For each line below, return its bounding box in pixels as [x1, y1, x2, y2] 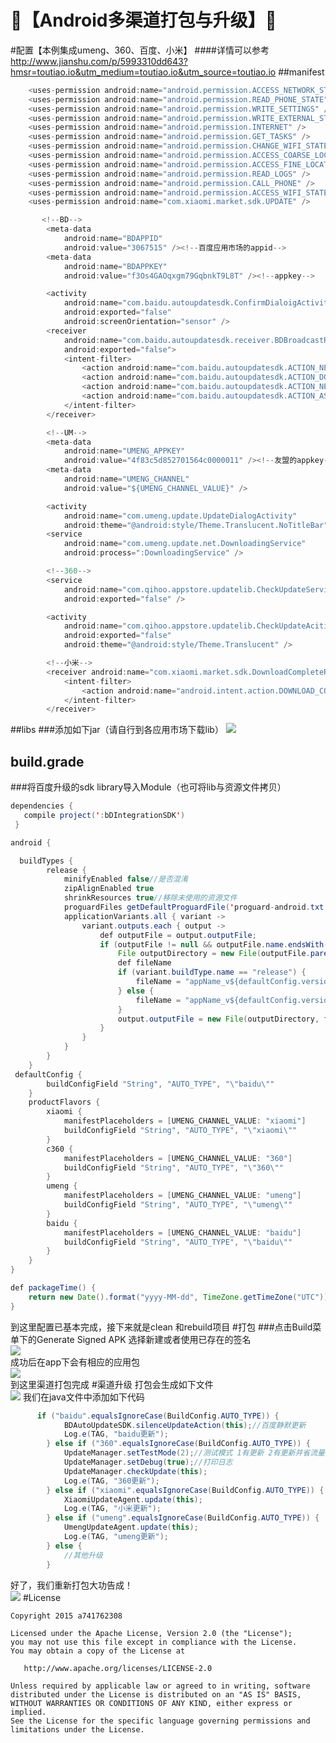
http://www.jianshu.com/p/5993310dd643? [10, 55, 188, 67]
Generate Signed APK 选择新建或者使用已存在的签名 [36, 1333, 252, 1345]
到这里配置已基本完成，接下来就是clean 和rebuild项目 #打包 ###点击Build [10, 1321, 313, 1333]
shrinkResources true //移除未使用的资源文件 [63, 893, 238, 903]
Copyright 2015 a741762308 [10, 1611, 123, 1621]
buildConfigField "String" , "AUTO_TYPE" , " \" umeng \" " [63, 1200, 293, 1210]
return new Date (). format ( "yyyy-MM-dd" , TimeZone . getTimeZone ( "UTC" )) [28, 1292, 329, 1302]
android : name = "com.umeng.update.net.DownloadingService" [63, 539, 307, 549]
